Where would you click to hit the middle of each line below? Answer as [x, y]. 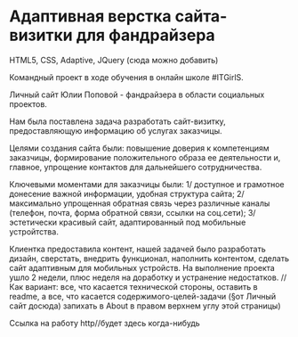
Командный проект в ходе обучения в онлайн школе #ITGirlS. [127, 77]
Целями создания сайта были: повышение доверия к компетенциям [139, 148]
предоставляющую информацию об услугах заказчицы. [116, 130]
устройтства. [34, 231]
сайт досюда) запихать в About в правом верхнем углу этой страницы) [145, 306]
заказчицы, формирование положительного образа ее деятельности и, [145, 157]
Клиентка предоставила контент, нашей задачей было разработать [138, 249]
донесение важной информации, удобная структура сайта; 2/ [127, 193]
